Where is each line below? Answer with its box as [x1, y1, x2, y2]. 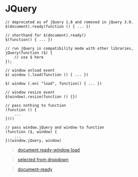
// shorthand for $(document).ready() [5, 33, 86, 38]
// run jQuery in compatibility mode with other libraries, [5, 46, 134, 51]
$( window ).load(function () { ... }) [5, 72, 89, 77]
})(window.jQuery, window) [5, 138, 62, 143]
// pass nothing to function [5, 103, 66, 108]
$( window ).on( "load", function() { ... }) [5, 81, 102, 86]
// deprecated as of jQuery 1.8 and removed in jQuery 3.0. [5, 20, 134, 25]
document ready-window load [17, 146, 80, 153]
